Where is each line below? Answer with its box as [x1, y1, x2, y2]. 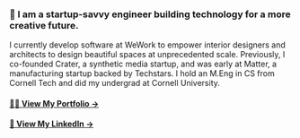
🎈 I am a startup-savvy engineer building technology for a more [9, 8, 291, 21]
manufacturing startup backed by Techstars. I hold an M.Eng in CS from [9, 68, 276, 79]
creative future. [9, 19, 79, 31]
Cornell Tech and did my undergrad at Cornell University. [9, 78, 220, 89]
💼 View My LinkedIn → [9, 118, 94, 129]
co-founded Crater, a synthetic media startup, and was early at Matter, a [9, 58, 277, 70]
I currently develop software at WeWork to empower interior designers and [9, 39, 286, 50]
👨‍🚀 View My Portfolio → [9, 98, 100, 108]
